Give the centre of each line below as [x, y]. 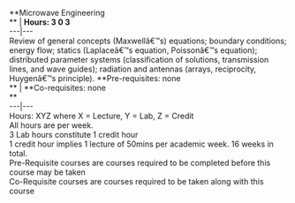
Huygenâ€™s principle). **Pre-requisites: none [95, 78]
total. [19, 153]
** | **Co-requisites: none [57, 88]
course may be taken [48, 172]
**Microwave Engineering [57, 13]
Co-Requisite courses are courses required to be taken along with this [136, 181]
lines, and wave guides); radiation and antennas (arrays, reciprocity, [133, 69]
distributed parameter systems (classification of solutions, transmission [139, 60]
